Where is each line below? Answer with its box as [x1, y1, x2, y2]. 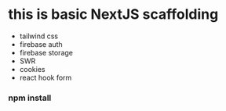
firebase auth [19, 39, 63, 48]
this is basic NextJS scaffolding [8, 5, 219, 23]
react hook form [19, 73, 72, 82]
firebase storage [19, 48, 73, 57]
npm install [8, 92, 52, 103]
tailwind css [19, 31, 59, 41]
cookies [19, 64, 46, 73]
